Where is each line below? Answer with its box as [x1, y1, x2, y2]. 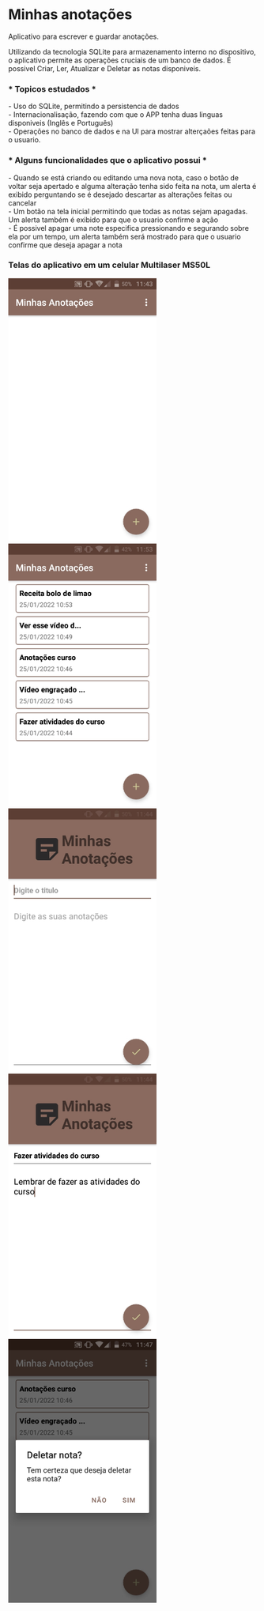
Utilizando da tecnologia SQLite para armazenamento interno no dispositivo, [8, 47, 257, 56]
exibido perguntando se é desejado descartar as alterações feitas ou [8, 190, 232, 199]
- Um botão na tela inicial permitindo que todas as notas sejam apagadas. [8, 206, 248, 216]
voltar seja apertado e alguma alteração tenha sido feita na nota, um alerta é [8, 181, 257, 191]
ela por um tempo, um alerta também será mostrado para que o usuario [8, 232, 241, 241]
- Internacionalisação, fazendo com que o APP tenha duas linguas [8, 110, 224, 119]
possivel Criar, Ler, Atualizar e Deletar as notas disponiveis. [8, 63, 202, 73]
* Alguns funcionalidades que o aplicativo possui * [8, 155, 207, 166]
